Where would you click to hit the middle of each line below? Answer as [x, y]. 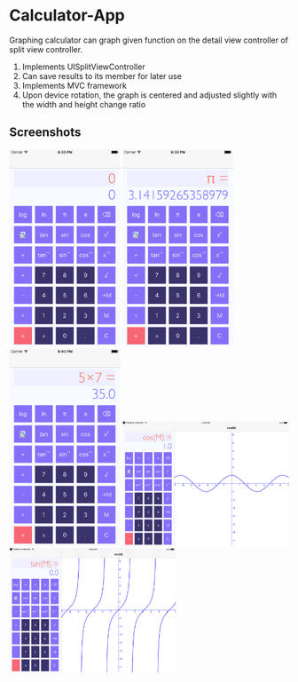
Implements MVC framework [74, 85]
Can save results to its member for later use [102, 75]
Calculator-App [67, 16]
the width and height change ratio [84, 104]
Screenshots [45, 133]
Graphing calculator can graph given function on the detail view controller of [149, 40]
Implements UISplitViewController [83, 67]
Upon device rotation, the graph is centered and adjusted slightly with [149, 95]
